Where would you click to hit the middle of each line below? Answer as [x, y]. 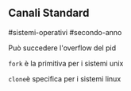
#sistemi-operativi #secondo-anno [65, 32]
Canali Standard [49, 13]
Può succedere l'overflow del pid [62, 48]
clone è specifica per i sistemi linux [65, 78]
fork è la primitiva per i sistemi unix [66, 63]
